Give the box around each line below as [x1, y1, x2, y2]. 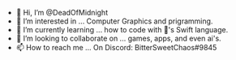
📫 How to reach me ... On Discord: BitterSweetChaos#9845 [15, 43, 217, 52]
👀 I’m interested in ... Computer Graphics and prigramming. [15, 16, 213, 26]
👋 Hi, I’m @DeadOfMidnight [15, 8, 108, 17]
